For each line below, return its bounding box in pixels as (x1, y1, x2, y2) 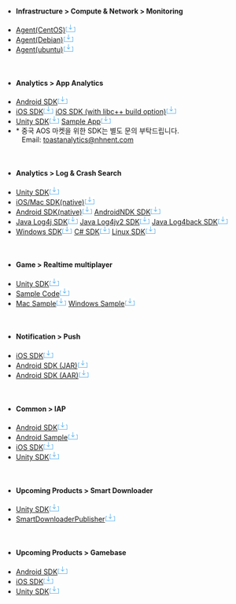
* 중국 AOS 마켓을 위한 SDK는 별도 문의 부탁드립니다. (15, 126, 179, 135)
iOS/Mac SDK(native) (15, 197, 85, 206)
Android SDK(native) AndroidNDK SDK (15, 207, 151, 217)
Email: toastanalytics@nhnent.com (21, 135, 134, 145)
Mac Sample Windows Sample (15, 298, 125, 308)
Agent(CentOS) (15, 25, 66, 35)
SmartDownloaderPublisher (15, 514, 105, 524)
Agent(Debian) (15, 35, 64, 45)
